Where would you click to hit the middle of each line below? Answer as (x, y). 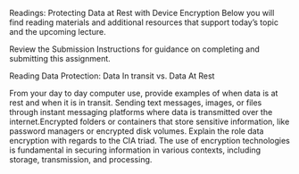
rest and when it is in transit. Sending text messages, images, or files (136, 103)
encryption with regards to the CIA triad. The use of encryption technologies (149, 141)
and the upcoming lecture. (58, 32)
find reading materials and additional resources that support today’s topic (144, 22)
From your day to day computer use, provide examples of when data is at (144, 93)
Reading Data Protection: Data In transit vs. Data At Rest (112, 76)
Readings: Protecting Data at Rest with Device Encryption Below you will (142, 13)
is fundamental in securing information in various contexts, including (135, 150)
